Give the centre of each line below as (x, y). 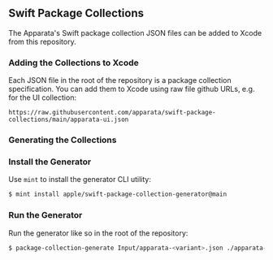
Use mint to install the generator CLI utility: (80, 180)
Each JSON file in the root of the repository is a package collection (120, 80)
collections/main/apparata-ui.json (69, 120)
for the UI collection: (43, 97)
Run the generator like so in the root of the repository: (98, 233)
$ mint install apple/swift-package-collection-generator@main (118, 194)
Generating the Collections (63, 140)
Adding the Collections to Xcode (74, 63)
